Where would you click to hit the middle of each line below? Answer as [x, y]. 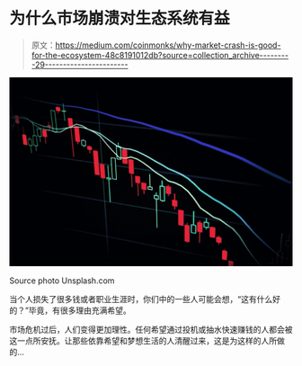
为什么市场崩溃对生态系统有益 [120, 18]
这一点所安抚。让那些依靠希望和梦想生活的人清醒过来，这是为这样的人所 [143, 340]
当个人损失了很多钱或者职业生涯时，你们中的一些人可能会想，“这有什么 [141, 299]
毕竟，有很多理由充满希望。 [80, 310]
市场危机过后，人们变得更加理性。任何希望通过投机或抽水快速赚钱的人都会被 [151, 329]
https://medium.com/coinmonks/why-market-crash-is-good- [168, 45]
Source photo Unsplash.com [62, 281]
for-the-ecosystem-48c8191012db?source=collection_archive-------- [160, 55]
